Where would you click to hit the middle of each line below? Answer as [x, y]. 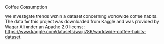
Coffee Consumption [26, 7]
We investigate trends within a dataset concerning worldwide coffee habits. [82, 16]
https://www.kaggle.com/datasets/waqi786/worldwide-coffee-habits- [76, 32]
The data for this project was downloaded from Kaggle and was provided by [82, 22]
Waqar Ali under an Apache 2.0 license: [45, 27]
